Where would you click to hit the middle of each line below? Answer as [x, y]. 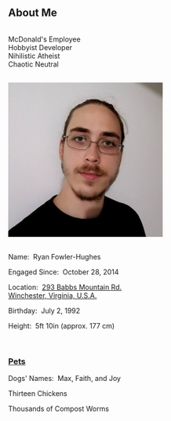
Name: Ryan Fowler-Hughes [55, 256]
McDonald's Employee [44, 39]
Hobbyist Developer [40, 47]
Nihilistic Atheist [34, 56]
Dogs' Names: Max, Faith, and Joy [65, 379]
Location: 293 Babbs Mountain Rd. [65, 287]
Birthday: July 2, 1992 [44, 310]
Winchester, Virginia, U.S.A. [53, 295]
